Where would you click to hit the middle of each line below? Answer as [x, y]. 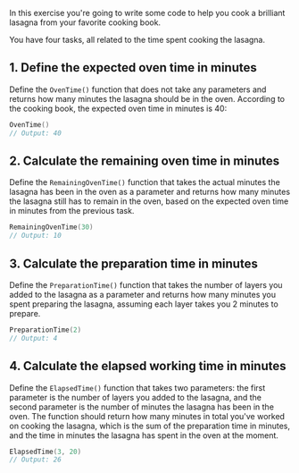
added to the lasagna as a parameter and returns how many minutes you [143, 294]
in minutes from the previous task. [72, 211]
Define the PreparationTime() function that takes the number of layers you [146, 284]
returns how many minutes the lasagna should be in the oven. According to [147, 98]
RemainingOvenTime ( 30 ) [51, 227]
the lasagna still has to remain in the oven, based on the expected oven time [149, 201]
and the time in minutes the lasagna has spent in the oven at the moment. [144, 435]
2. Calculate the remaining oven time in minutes [145, 160]
